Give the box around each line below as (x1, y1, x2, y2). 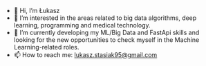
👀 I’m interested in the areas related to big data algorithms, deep (13, 14, 197, 22)
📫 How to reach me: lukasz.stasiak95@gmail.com (13, 51, 158, 58)
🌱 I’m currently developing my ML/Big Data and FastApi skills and (13, 28, 200, 36)
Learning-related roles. (13, 43, 79, 51)
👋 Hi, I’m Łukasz (13, 7, 60, 14)
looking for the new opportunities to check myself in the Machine (13, 36, 200, 44)
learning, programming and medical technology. (13, 21, 151, 29)
